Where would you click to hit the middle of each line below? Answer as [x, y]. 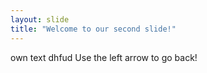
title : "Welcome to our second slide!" [93, 29]
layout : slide [40, 19]
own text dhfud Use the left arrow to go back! [104, 57]
